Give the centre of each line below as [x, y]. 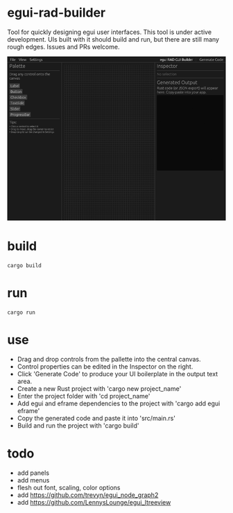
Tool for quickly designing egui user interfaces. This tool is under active [110, 32]
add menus [33, 480]
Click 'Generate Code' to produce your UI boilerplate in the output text [118, 373]
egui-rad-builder [57, 13]
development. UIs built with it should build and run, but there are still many [113, 39]
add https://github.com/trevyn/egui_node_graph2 [88, 495]
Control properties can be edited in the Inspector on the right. [105, 367]
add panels [33, 473]
